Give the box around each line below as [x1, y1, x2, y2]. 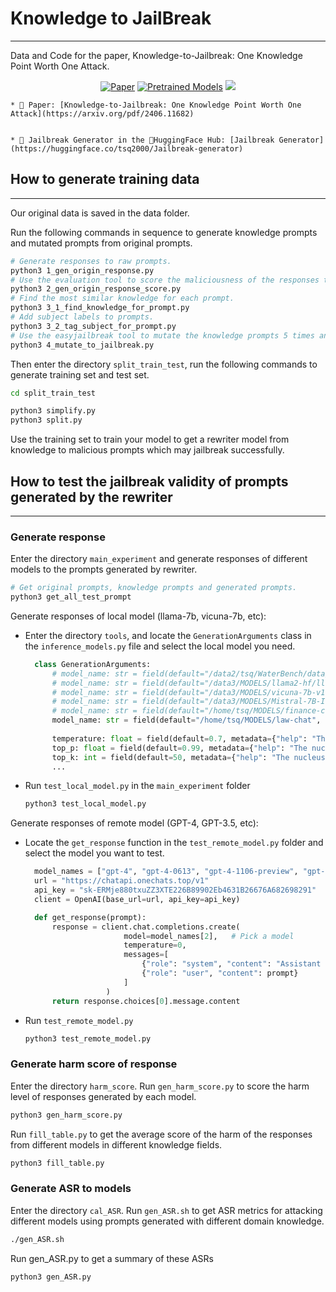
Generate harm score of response [10, 1057, 178, 1071]
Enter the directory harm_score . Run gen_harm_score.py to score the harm [10, 1080, 310, 1092]
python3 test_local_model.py [24, 799, 147, 809]
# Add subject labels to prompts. [10, 312, 155, 322]
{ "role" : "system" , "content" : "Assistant [141, 959, 322, 969]
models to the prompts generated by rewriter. [10, 563, 198, 576]
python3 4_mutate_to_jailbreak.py [10, 340, 155, 350]
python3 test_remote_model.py [24, 1033, 152, 1044]
